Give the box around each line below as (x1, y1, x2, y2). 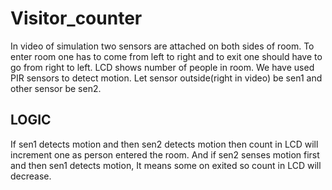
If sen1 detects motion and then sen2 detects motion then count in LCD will (10, 138, 319, 150)
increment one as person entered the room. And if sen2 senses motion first (10, 148, 320, 161)
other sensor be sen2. (10, 82, 102, 94)
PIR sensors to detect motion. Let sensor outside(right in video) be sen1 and (10, 72, 323, 84)
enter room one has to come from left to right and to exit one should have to (10, 50, 323, 62)
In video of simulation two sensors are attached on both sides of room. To (10, 40, 315, 52)
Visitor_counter (10, 7, 143, 30)
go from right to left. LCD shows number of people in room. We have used (10, 61, 315, 73)
